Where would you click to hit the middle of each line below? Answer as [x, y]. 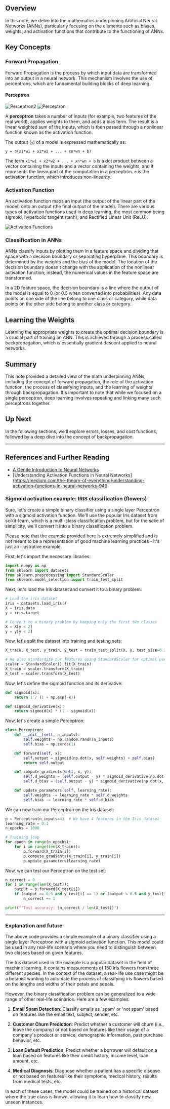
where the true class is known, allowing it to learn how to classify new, [78, 1097]
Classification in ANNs [34, 240]
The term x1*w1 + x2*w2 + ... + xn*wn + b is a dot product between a [79, 161]
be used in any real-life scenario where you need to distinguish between [80, 947]
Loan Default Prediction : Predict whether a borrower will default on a [85, 1050]
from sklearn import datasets [37, 570]
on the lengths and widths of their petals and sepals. [60, 984]
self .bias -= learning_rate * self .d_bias [69, 800]
